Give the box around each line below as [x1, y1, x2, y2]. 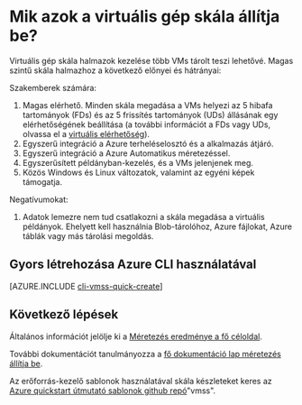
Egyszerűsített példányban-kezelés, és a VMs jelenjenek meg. [22, 157, 254, 168]
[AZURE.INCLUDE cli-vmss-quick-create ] [9, 281, 163, 291]
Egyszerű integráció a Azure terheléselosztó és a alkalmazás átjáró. [22, 138, 274, 149]
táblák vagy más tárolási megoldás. [22, 230, 154, 241]
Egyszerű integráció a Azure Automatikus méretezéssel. [22, 147, 231, 159]
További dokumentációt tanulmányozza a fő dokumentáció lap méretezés [9, 348, 281, 359]
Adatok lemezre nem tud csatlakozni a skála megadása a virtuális [22, 211, 265, 222]
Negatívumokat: [9, 194, 69, 205]
